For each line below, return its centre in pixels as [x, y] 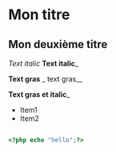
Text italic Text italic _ [43, 63]
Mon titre [39, 15]
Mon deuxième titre [58, 44]
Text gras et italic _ [39, 94]
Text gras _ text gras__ [46, 79]
